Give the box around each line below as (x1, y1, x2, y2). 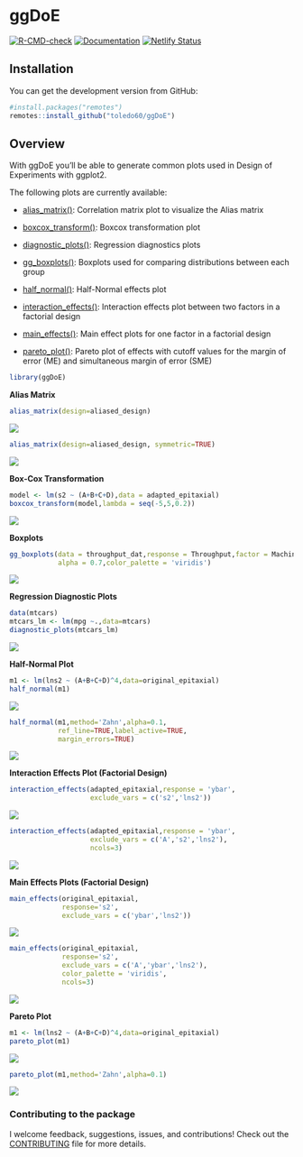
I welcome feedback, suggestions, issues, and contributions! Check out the (9, 1128, 289, 1139)
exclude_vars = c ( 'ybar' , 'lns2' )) (61, 911, 192, 920)
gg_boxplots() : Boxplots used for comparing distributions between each (22, 257, 290, 268)
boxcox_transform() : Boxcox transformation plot (22, 222, 201, 233)
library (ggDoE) (9, 373, 67, 382)
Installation (9, 61, 74, 77)
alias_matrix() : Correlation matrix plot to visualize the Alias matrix (22, 205, 264, 216)
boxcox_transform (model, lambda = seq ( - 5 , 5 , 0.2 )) (9, 499, 196, 508)
